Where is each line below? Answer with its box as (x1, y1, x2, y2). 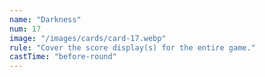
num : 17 (9, 24, 42, 34)
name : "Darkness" (9, 14, 82, 25)
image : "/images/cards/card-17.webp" (9, 33, 167, 43)
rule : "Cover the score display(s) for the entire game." (9, 42, 256, 53)
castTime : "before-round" (9, 52, 117, 62)
